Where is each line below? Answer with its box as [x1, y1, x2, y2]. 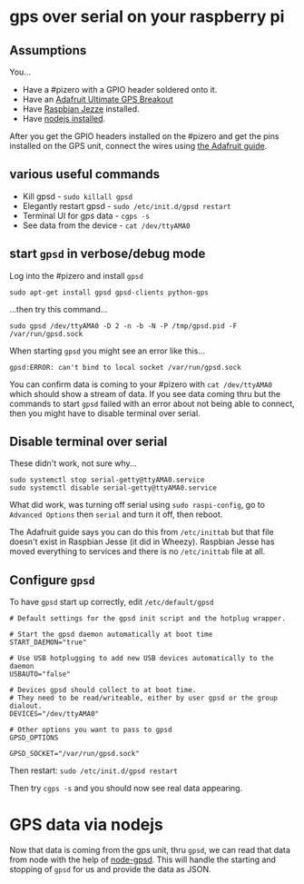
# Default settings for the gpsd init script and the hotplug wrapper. [9, 614, 286, 623]
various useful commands [9, 166, 161, 183]
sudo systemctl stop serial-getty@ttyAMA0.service [9, 475, 205, 485]
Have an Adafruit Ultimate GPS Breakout [22, 94, 174, 104]
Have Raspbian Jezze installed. [22, 104, 140, 114]
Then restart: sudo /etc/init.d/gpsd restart [9, 765, 179, 776]
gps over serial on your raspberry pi [9, 6, 285, 27]
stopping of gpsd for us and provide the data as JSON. [9, 864, 211, 875]
